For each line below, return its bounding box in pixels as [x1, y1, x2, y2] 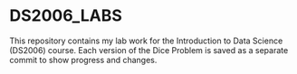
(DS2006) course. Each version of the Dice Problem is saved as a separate [9, 44, 289, 55]
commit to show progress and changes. [9, 54, 158, 65]
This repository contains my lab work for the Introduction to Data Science [9, 35, 283, 46]
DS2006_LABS [9, 5, 122, 26]
